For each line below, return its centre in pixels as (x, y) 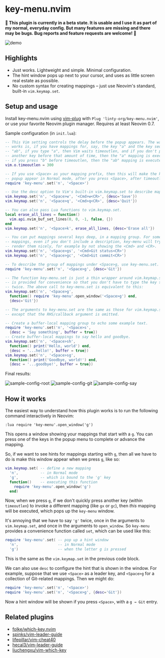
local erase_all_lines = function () (42, 214)
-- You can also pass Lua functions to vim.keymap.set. (63, 210)
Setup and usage (31, 107)
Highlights (21, 58)
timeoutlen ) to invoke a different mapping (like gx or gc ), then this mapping (81, 506)
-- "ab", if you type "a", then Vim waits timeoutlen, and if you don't (81, 151)
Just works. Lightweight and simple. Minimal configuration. (72, 70)
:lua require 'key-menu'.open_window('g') (49, 425)
